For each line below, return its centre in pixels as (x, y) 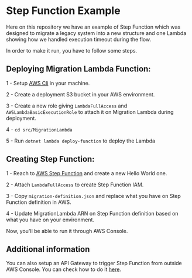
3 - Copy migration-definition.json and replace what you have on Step (94, 196)
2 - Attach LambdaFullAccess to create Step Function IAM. (75, 185)
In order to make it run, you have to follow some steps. (72, 50)
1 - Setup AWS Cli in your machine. (48, 83)
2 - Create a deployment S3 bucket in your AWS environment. (80, 94)
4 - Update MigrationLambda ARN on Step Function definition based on (92, 213)
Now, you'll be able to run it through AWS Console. (67, 231)
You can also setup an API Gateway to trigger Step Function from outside (94, 263)
